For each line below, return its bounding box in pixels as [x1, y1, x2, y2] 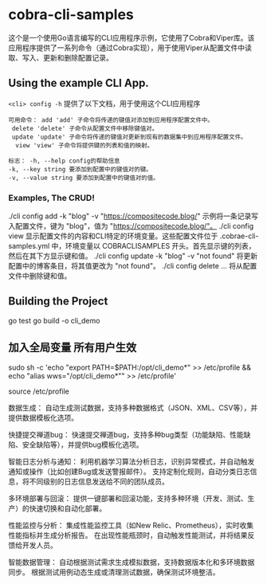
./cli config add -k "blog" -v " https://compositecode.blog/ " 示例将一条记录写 [8, 211, 259, 221]
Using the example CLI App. [8, 76, 149, 90]
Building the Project [8, 295, 108, 308]
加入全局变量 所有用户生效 [8, 341, 137, 355]
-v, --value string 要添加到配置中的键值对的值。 [8, 174, 159, 182]
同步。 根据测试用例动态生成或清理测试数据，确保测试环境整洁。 [8, 567, 220, 577]
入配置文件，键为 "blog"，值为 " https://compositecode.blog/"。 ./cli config [8, 221, 254, 231]
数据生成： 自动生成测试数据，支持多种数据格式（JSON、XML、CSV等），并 [8, 402, 258, 412]
